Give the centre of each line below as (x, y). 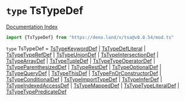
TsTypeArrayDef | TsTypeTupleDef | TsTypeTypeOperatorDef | (80, 61)
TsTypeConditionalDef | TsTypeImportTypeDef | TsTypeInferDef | (84, 79)
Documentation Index (32, 27)
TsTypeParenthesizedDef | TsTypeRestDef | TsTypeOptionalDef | (84, 67)
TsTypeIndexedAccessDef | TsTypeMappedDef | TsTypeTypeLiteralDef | (93, 85)
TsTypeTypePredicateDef (36, 92)
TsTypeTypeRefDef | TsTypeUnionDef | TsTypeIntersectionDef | (83, 55)
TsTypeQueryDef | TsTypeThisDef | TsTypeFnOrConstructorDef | (84, 73)
